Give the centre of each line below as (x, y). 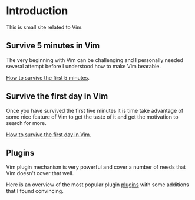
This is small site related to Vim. (44, 27)
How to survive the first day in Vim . (49, 135)
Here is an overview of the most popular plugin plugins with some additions (98, 185)
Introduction (37, 11)
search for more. (27, 123)
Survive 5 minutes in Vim (53, 46)
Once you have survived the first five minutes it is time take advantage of (95, 110)
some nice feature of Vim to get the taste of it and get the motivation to (92, 117)
